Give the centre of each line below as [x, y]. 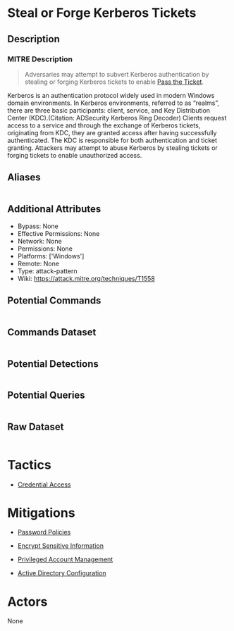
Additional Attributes [54, 209]
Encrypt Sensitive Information [61, 546]
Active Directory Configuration [62, 573]
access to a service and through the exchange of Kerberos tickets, [104, 125]
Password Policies [44, 532]
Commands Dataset [52, 332]
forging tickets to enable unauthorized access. [75, 155]
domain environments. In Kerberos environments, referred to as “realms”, [113, 103]
